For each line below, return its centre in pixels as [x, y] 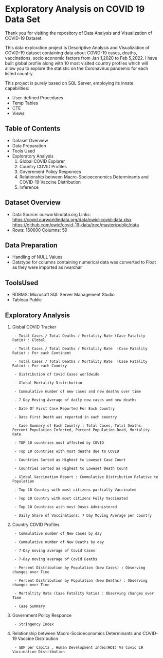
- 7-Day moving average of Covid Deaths [56, 559]
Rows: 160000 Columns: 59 [40, 230]
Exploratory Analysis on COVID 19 [75, 9]
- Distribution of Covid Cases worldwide [57, 374]
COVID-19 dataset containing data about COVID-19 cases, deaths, [71, 53]
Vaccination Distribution [38, 652]
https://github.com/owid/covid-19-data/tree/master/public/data [75, 225]
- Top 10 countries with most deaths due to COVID [67, 451]
